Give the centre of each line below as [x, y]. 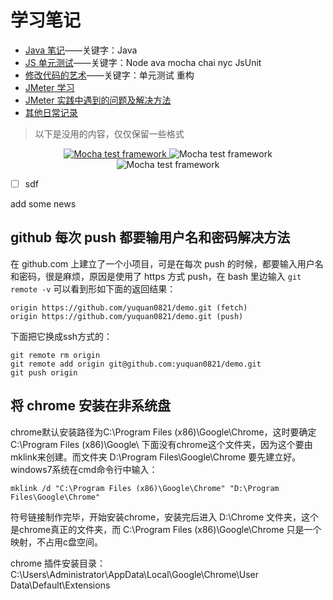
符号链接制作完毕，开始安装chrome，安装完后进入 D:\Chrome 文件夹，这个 [165, 517]
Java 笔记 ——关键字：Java [81, 50]
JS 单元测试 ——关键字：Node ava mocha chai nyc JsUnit [143, 62]
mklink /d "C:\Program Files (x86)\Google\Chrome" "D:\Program [145, 488]
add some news [43, 204]
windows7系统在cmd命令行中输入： [84, 469]
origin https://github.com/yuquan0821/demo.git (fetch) [129, 307]
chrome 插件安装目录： [58, 563]
